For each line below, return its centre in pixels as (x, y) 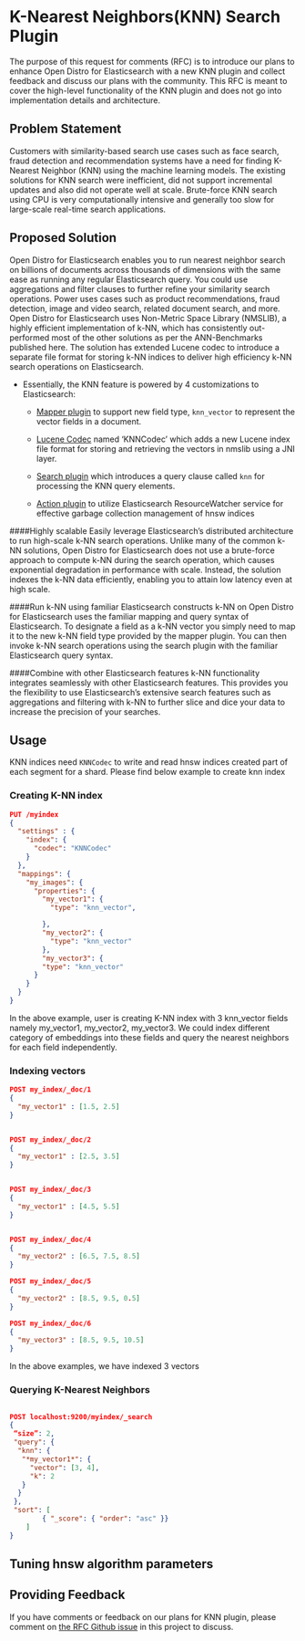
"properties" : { (64, 891)
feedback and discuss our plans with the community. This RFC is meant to (148, 80)
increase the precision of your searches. (85, 711)
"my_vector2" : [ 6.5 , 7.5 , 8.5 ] (79, 1257)
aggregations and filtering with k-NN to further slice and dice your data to (147, 702)
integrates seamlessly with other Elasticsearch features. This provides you (149, 683)
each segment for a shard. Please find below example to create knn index (147, 772)
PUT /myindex (34, 814)
